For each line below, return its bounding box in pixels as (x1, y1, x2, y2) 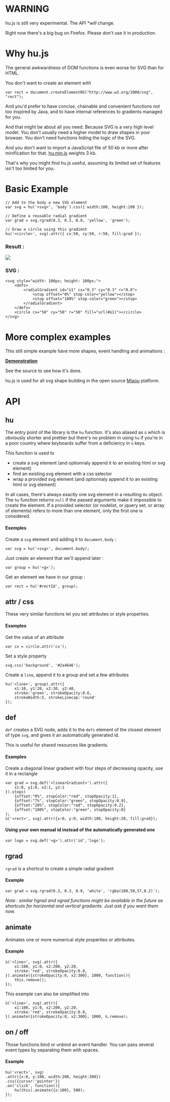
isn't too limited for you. (5, 165, 55, 171)
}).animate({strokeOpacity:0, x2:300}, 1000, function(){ (5, 972, 130, 978)
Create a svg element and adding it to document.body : (5, 536, 117, 542)
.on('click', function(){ (5, 1083, 60, 1088)
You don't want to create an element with (5, 80, 91, 86)
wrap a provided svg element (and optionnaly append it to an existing (12, 476, 158, 482)
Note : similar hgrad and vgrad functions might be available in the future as (5, 897, 163, 903)
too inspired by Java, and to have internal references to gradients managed (5, 108, 162, 115)
